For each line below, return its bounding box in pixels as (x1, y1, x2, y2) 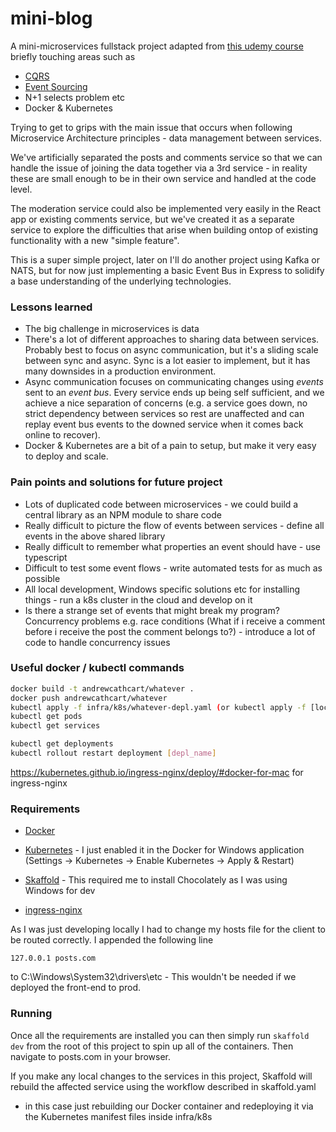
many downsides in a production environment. (24, 365, 217, 377)
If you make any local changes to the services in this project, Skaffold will (10, 1070, 313, 1082)
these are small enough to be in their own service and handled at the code (10, 172, 317, 184)
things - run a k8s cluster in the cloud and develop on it (24, 593, 253, 606)
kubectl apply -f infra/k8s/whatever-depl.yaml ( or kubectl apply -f (10, 702, 307, 712)
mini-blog (10, 7, 93, 30)
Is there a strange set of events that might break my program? (24, 604, 280, 616)
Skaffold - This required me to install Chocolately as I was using (24, 874, 288, 886)
